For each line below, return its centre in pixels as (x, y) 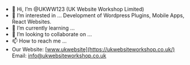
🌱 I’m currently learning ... (43, 28)
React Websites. (31, 22)
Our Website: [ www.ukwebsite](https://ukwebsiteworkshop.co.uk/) (93, 49)
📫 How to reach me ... (39, 41)
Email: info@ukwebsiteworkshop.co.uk (59, 56)
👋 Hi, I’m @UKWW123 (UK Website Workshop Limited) (78, 9)
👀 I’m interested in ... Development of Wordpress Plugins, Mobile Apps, (98, 15)
